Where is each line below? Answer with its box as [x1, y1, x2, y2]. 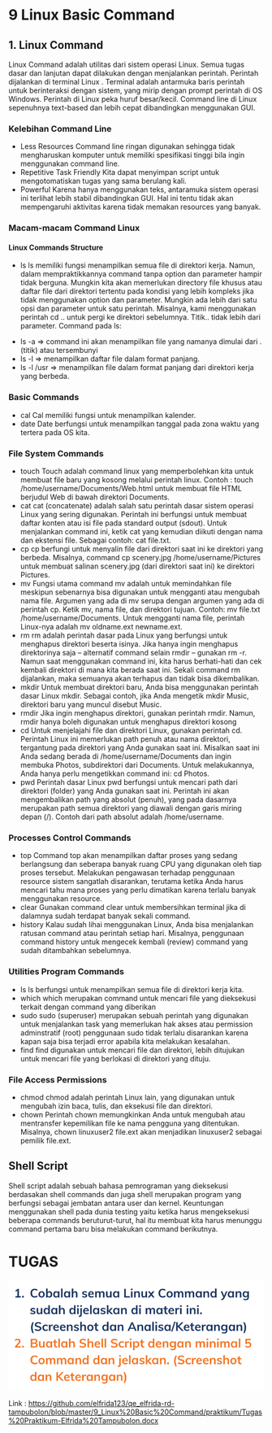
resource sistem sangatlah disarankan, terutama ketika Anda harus [19, 877, 244, 886]
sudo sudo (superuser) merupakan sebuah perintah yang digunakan [19, 1010, 249, 1020]
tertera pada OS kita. [19, 427, 90, 437]
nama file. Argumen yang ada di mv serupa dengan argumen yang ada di [19, 596, 265, 606]
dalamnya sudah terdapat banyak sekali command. [19, 911, 191, 921]
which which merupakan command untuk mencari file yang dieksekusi [19, 993, 257, 1003]
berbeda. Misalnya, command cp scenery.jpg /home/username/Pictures [19, 553, 261, 563]
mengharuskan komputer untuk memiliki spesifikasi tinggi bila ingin [19, 150, 245, 160]
